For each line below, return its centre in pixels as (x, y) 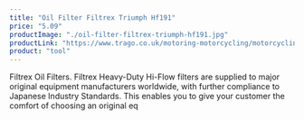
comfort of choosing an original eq (74, 106)
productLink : (34, 43)
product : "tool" (40, 51)
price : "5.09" (36, 26)
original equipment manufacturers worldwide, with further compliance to (145, 87)
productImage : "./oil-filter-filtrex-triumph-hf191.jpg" (119, 34)
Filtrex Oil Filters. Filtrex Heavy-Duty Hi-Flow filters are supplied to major (145, 77)
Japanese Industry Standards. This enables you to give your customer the (147, 97)
